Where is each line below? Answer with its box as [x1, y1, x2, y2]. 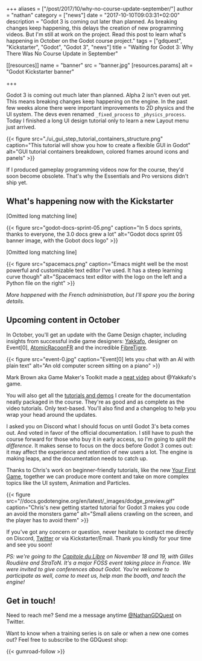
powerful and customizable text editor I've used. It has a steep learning [6, 267, 183, 274]
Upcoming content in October [6, 315, 120, 325]
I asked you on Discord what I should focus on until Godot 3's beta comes [6, 422, 190, 430]
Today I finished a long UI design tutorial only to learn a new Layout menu [6, 117, 189, 124]
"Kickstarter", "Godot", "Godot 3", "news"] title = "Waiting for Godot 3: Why [6, 43, 194, 51]
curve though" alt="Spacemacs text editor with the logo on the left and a [6, 273, 187, 280]
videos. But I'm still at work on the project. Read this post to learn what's [6, 31, 186, 38]
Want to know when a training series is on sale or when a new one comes [6, 630, 189, 637]
